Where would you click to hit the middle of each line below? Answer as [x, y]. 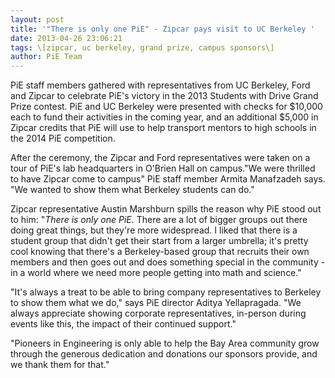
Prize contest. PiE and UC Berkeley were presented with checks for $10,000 [166, 107]
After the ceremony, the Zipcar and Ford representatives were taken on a [160, 158]
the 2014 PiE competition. [63, 138]
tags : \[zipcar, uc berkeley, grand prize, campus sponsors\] [142, 47]
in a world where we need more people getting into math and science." [156, 273]
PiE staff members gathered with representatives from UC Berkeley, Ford [160, 85]
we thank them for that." [60, 365]
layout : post [37, 19]
